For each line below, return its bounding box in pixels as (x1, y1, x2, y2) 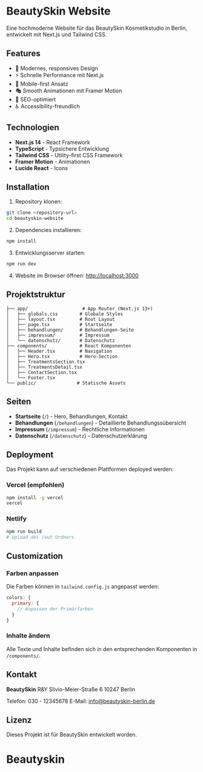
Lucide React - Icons (15, 164, 68, 171)
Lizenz (6, 715, 32, 725)
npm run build (6, 528, 42, 535)
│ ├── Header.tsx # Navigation (6, 348, 113, 354)
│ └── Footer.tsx (6, 375, 56, 381)
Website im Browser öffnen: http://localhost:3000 (15, 272, 139, 279)
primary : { (12, 600, 39, 606)
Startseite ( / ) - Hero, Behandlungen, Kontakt (15, 412, 128, 420)
